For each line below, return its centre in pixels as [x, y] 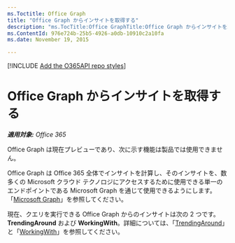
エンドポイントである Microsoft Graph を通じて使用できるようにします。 [112, 190]
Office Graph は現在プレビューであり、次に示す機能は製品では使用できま [112, 150]
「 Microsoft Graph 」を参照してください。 [67, 200]
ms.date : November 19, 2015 [48, 40]
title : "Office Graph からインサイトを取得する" [73, 20]
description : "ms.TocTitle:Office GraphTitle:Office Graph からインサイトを [117, 27]
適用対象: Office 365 [37, 134]
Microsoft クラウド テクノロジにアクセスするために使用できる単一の [125, 182]
